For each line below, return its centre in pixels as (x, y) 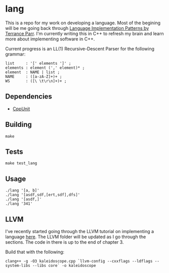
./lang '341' (19, 204)
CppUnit (21, 109)
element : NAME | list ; (32, 72)
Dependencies (29, 97)
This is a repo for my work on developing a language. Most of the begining (83, 23)
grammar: (15, 54)
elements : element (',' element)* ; (45, 68)
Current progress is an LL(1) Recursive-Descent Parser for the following (80, 49)
